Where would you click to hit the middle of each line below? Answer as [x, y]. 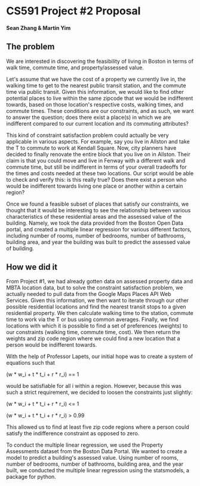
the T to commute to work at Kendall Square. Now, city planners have [91, 148]
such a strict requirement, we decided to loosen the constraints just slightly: [99, 392]
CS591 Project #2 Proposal [73, 11]
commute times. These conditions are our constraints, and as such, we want [100, 111]
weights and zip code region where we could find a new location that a [93, 338]
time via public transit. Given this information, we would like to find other [95, 91]
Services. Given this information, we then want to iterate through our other [98, 301]
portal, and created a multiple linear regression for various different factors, [99, 229]
